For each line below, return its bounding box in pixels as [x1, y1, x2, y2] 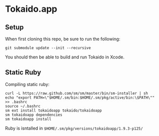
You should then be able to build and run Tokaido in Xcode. [5, 54, 125, 60]
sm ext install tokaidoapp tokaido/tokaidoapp [5, 108, 102, 113]
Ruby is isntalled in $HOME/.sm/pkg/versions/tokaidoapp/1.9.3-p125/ [5, 125, 143, 131]
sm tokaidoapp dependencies [5, 112, 63, 117]
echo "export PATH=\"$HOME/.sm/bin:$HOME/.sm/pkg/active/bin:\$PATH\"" [5, 95, 155, 100]
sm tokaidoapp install [5, 116, 52, 121]
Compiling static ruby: [5, 81, 50, 87]
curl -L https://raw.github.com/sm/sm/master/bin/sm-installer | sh [5, 91, 148, 96]
